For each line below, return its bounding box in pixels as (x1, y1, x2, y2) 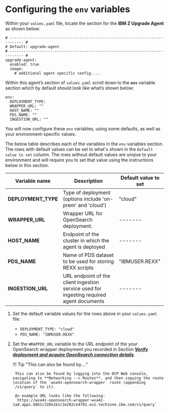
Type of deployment (62, 189, 111, 196)
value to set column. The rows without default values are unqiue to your (5, 151, 157, 158)
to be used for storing (62, 257, 114, 265)
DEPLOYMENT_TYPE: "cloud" (20, 327, 74, 332)
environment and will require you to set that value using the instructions (5, 157, 153, 163)
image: (10, 66, 24, 71)
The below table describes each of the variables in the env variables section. (5, 140, 164, 147)
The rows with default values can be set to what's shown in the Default (5, 146, 153, 152)
